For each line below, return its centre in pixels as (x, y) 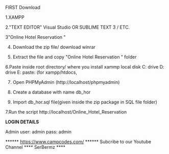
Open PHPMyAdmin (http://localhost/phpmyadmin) (66, 82)
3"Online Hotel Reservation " (35, 37)
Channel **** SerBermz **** (35, 147)
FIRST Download (23, 7)
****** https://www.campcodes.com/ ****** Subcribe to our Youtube (78, 142)
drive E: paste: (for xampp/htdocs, (41, 72)
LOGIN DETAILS (22, 122)
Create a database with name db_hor (52, 92)
